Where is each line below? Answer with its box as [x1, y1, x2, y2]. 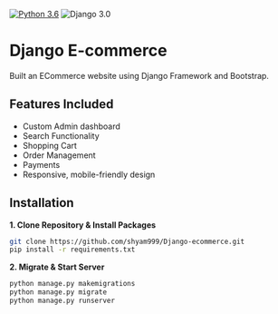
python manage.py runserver [9, 296, 116, 306]
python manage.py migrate [9, 288, 107, 297]
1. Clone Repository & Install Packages [9, 219, 157, 231]
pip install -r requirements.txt [9, 245, 136, 254]
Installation [9, 195, 74, 211]
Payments [22, 159, 61, 170]
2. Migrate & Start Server [9, 261, 105, 272]
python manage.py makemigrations [9, 280, 136, 289]
